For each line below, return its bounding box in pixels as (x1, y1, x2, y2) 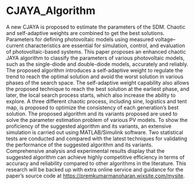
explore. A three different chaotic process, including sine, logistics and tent (6, 97, 187, 104)
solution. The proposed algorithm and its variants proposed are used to (6, 110, 177, 117)
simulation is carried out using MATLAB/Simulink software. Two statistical (6, 128, 183, 135)
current (6, 42, 24, 49)
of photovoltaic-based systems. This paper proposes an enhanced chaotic (6, 48, 186, 55)
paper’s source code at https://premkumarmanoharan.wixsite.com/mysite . (6, 172, 185, 179)
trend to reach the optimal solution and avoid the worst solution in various (6, 73, 184, 80)
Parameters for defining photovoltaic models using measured (6, 36, 154, 43)
